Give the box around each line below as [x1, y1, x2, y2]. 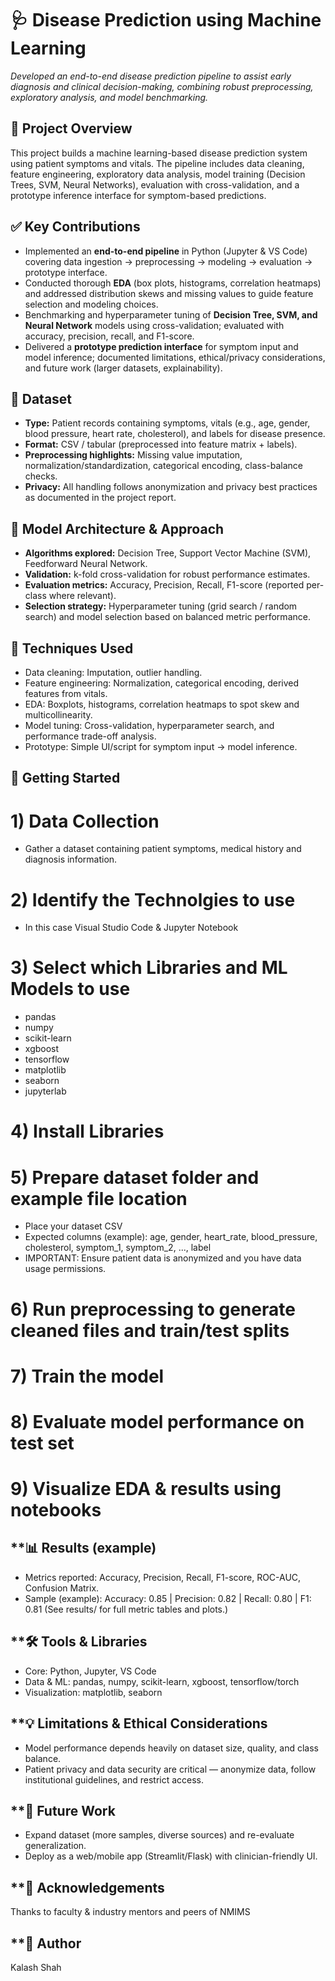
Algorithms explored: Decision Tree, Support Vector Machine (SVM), [24, 547, 312, 559]
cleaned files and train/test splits [10, 1319, 290, 1342]
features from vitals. [24, 688, 108, 699]
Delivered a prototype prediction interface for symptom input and [24, 340, 299, 352]
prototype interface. [24, 266, 108, 278]
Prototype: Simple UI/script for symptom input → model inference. [24, 741, 298, 752]
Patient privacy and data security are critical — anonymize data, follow [24, 1763, 317, 1775]
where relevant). [48, 590, 117, 602]
